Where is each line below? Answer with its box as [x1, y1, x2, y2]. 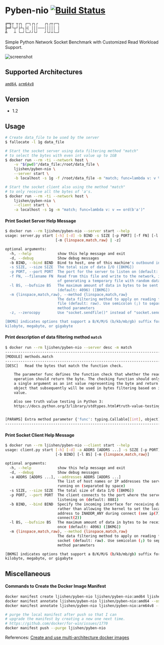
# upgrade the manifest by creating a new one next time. [5, 617, 125, 622]
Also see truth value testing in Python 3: [14, 399, 104, 404]
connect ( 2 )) [57, 515, 82, 520]
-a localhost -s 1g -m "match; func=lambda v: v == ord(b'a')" [14, 207, 145, 212]
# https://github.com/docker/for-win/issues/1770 [5, 621, 108, 626]
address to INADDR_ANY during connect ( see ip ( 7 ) [57, 511, 161, 516]
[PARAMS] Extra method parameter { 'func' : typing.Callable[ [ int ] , [5, 417, 143, 422]
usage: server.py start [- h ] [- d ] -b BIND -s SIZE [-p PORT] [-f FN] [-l [5, 233, 159, 238]
